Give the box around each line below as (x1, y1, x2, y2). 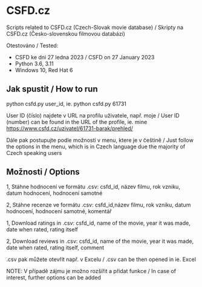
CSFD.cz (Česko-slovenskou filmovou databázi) (6, 30, 126, 37)
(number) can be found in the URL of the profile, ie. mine (6, 118, 148, 125)
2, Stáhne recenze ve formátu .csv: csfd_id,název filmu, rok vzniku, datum (6, 201, 191, 208)
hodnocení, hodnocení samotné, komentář (6, 207, 112, 215)
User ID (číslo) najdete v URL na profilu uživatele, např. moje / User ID (6, 111, 180, 119)
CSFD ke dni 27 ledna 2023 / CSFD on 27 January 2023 (15, 53, 155, 61)
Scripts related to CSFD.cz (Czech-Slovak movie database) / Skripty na (6, 24, 183, 31)
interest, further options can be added (6, 274, 102, 281)
